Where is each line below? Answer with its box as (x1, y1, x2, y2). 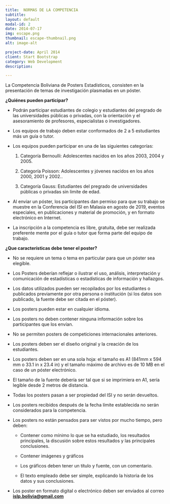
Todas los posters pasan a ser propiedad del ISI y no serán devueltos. (12, 392, 159, 398)
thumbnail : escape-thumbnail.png (5, 36, 76, 41)
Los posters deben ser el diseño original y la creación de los (12, 341, 139, 347)
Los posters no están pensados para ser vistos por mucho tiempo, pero (12, 417, 162, 423)
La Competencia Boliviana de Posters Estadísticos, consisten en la (5, 82, 144, 88)
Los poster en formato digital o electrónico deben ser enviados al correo (12, 488, 164, 494)
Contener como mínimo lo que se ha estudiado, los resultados (20, 432, 150, 439)
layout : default (5, 17, 40, 22)
